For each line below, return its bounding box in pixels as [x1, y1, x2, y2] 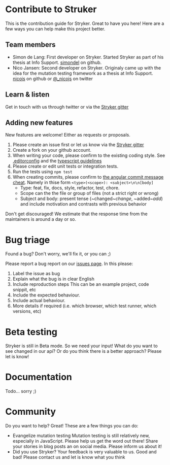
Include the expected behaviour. [12, 292, 80, 298]
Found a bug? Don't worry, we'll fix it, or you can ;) [5, 251, 111, 257]
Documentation [5, 372, 73, 383]
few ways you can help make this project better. [5, 25, 106, 31]
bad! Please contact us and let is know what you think [12, 454, 125, 460]
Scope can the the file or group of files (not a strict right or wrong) [20, 190, 159, 196]
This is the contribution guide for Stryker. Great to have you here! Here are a [5, 20, 164, 26]
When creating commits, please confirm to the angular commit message [12, 174, 164, 180]
